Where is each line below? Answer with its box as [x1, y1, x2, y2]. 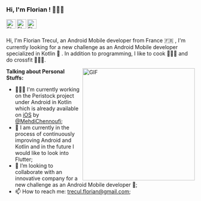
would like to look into [14, 150, 69, 157]
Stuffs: [6, 74, 24, 81]
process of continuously [14, 130, 75, 138]
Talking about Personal [6, 68, 65, 75]
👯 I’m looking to [14, 162, 54, 169]
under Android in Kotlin [14, 99, 72, 106]
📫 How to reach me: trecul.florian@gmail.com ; [14, 188, 131, 195]
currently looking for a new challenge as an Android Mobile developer [6, 44, 178, 51]
